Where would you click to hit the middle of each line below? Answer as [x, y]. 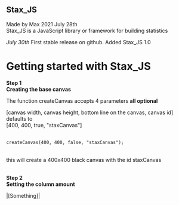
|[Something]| [23, 195]
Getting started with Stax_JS [78, 66]
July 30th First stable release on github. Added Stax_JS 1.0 [78, 42]
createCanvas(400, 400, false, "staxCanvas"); [65, 142]
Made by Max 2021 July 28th [42, 24]
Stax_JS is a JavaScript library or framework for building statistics [87, 30]
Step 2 [14, 178]
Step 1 [14, 82]
